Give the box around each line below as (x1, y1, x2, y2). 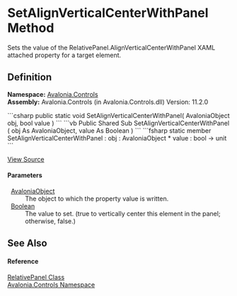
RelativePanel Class (7, 273, 65, 281)
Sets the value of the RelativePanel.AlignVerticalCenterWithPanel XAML (7, 43, 216, 52)
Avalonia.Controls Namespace (7, 280, 96, 289)
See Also (7, 237, 47, 249)
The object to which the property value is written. (25, 194, 169, 203)
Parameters (7, 171, 42, 179)
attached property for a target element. (7, 51, 122, 59)
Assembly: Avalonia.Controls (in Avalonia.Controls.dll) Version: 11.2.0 (7, 97, 209, 106)
